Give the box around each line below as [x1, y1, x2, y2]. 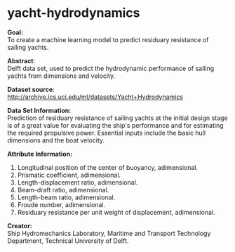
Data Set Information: [7, 106, 72, 114]
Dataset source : [7, 85, 55, 93]
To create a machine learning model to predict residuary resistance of [7, 35, 209, 44]
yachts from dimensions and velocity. [7, 72, 116, 80]
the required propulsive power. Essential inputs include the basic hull [7, 128, 206, 137]
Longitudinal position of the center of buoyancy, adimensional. [17, 163, 199, 171]
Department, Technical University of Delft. [7, 237, 129, 245]
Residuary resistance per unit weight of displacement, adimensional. [17, 208, 215, 216]
